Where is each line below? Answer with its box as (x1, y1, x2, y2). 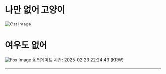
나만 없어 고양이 (5, 4, 65, 16)
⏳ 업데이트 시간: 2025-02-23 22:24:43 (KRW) (32, 57, 124, 63)
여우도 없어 (5, 40, 47, 51)
